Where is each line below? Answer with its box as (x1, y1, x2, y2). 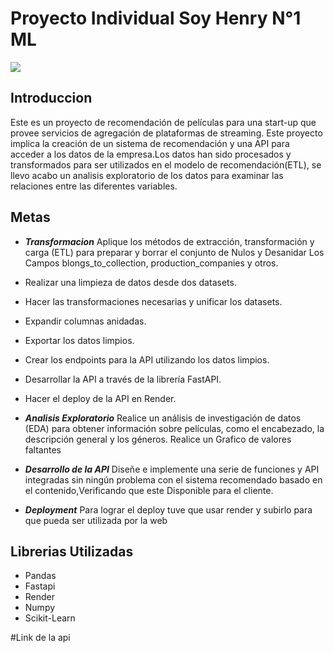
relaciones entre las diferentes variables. (10, 180, 178, 192)
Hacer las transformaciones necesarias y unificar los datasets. (24, 295, 283, 307)
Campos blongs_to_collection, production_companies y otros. (24, 257, 279, 269)
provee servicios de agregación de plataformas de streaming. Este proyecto (10, 127, 323, 139)
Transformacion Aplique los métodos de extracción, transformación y (24, 235, 315, 247)
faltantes (24, 443, 62, 456)
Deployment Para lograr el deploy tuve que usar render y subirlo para (24, 503, 313, 516)
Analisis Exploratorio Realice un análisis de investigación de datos (24, 412, 302, 424)
